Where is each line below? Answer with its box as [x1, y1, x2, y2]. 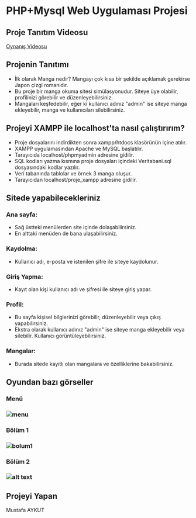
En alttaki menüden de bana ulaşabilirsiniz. [14, 230, 118, 237]
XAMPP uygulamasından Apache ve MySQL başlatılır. [14, 145, 143, 152]
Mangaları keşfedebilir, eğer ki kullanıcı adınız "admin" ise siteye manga [14, 100, 187, 107]
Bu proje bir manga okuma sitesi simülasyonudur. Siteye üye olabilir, [14, 88, 178, 95]
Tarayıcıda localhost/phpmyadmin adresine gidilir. [14, 151, 135, 158]
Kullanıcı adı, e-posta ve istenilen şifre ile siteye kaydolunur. [14, 258, 159, 265]
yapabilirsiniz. [14, 320, 49, 327]
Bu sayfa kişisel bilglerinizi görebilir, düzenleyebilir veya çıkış [14, 314, 161, 321]
